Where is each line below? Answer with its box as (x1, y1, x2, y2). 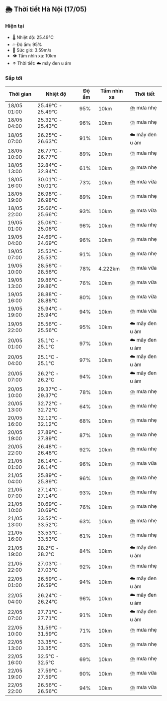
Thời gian (8, 90, 32, 97)
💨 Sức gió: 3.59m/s (12, 47, 52, 53)
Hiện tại (5, 22, 24, 29)
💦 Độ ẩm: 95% (12, 41, 42, 47)
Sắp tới (5, 74, 22, 81)
